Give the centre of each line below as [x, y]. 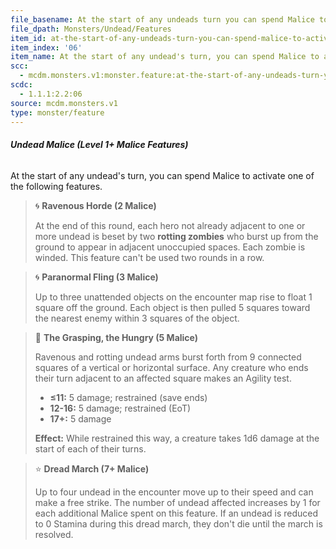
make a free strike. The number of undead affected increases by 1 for [177, 502]
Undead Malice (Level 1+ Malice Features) [99, 144]
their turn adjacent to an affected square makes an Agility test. [163, 378]
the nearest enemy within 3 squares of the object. [137, 318]
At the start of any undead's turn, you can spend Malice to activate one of [162, 175]
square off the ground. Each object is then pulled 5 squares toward [172, 307]
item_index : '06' [46, 47]
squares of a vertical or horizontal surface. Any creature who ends [171, 367]
